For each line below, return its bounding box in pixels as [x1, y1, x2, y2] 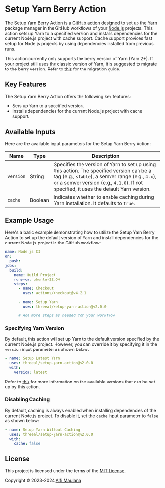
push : [9, 259, 21, 264]
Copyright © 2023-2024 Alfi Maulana [5, 477, 81, 484]
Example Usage [5, 216, 54, 225]
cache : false [14, 441, 41, 446]
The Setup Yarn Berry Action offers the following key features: [5, 93, 131, 99]
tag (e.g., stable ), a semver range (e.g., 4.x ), [54, 173, 157, 180]
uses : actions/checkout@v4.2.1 [23, 291, 87, 296]
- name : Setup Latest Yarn [5, 356, 60, 361]
